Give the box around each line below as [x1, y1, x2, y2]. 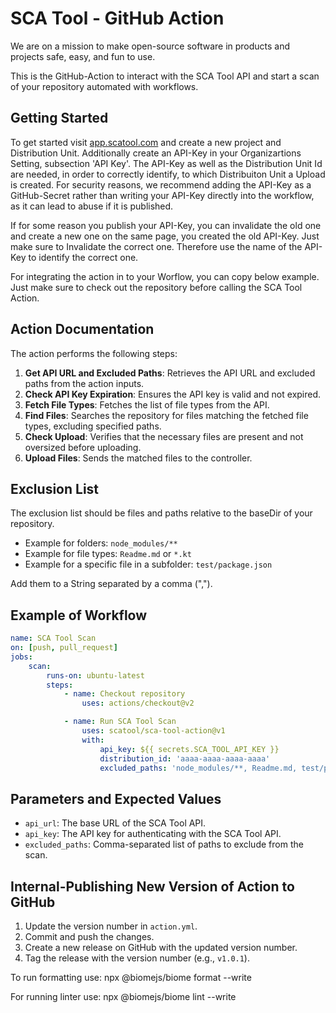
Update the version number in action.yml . [24, 920, 198, 932]
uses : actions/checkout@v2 [81, 698, 195, 709]
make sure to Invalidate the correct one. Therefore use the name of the [10, 240, 303, 252]
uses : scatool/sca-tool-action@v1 [81, 726, 226, 736]
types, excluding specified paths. [24, 420, 162, 432]
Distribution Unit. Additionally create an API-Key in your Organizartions [10, 147, 302, 159]
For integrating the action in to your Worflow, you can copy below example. [10, 270, 320, 282]
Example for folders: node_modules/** [24, 537, 178, 549]
